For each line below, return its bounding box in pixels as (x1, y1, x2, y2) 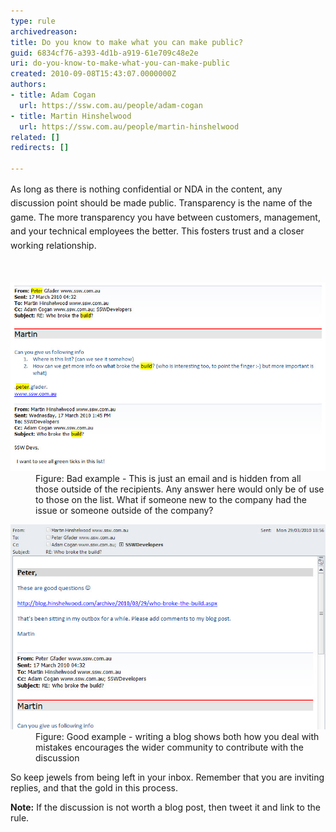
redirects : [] (10, 143, 70, 153)
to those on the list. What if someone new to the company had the (35, 493, 307, 505)
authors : (10, 80, 47, 90)
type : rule (10, 16, 56, 26)
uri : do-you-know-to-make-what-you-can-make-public (10, 58, 230, 69)
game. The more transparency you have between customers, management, (10, 211, 321, 223)
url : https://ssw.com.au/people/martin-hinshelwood (19, 121, 240, 132)
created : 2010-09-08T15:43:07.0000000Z (10, 69, 177, 79)
